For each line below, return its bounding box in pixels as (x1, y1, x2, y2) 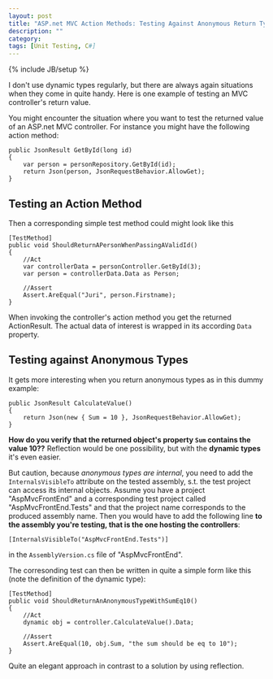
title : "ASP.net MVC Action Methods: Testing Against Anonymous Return (8, 20, 256, 28)
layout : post (8, 11, 53, 20)
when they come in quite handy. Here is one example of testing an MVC (8, 89, 249, 98)
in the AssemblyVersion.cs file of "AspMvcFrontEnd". (8, 550, 184, 559)
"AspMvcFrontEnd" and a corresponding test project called (8, 494, 206, 503)
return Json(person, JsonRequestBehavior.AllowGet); (23, 168, 206, 176)
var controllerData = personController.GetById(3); (23, 262, 201, 271)
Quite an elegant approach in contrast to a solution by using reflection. (8, 660, 245, 671)
